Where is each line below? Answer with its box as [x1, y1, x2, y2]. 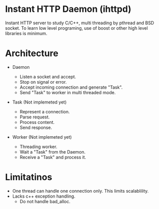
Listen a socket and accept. [19, 73, 76, 80]
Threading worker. [19, 144, 57, 150]
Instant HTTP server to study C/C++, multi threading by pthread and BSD [5, 20, 155, 26]
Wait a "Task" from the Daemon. [19, 149, 86, 155]
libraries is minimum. [5, 30, 48, 36]
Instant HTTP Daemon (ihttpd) [5, 3, 132, 15]
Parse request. [19, 114, 50, 120]
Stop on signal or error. [19, 79, 67, 85]
